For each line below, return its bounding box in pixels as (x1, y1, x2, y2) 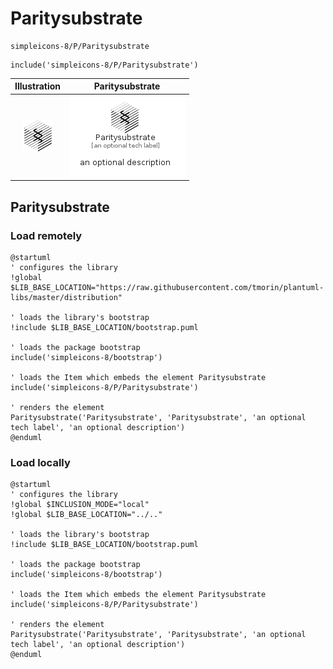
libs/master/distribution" (10, 292, 123, 302)
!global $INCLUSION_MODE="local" (10, 500, 150, 510)
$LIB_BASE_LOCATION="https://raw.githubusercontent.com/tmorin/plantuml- (10, 282, 325, 292)
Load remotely (10, 228, 83, 242)
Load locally (10, 455, 71, 469)
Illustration (14, 80, 62, 92)
